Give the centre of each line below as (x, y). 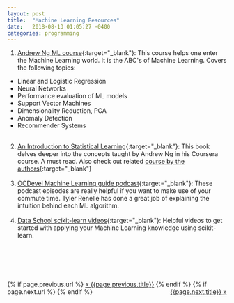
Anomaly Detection (45, 118)
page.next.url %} (31, 292)
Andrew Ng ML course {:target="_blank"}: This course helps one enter (117, 53)
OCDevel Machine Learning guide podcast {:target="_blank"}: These (115, 184)
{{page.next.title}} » (198, 292)
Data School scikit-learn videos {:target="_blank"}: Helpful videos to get (120, 221)
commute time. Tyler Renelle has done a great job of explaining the (113, 199)
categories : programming (43, 33)
